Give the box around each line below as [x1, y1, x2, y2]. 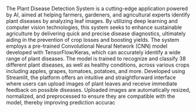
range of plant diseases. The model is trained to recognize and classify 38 [6, 55, 187, 62]
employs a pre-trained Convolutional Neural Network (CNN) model [6, 42, 168, 50]
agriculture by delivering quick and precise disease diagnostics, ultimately [6, 30, 186, 37]
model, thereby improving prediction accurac [6, 99, 116, 106]
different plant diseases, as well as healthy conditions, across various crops [6, 61, 190, 68]
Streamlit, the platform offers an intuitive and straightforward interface [6, 74, 176, 81]
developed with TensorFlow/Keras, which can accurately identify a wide [6, 49, 181, 55]
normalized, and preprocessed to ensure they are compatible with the [6, 93, 175, 100]
